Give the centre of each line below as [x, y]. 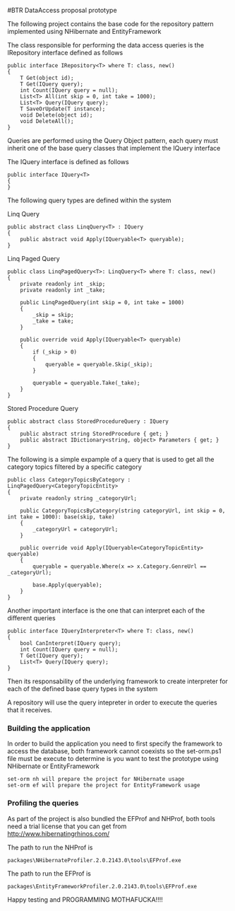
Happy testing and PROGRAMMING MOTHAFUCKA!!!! [85, 899]
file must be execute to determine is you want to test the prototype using [113, 759]
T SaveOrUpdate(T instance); [63, 109]
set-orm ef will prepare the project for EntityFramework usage [104, 785]
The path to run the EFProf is [49, 874]
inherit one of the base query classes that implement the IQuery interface [114, 148]
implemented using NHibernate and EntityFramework [84, 31]
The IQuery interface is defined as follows [68, 162]
